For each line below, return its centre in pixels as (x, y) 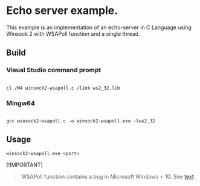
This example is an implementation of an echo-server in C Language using (99, 27)
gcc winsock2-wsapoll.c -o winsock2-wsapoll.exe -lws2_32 (81, 121)
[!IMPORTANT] (25, 165)
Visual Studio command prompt (54, 70)
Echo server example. (62, 11)
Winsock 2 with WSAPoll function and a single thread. (73, 33)
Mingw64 (21, 103)
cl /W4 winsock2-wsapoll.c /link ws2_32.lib (63, 88)
